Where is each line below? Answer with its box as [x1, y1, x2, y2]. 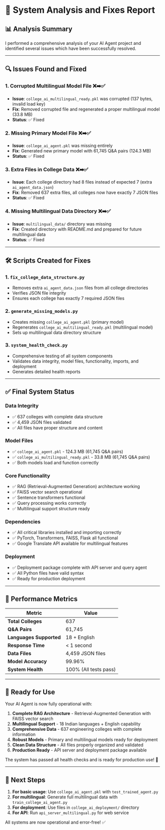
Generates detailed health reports [12, 369, 81, 375]
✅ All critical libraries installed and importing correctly [12, 529, 122, 535]
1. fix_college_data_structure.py [5, 273, 85, 280]
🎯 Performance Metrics [5, 595, 78, 604]
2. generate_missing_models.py [5, 308, 78, 315]
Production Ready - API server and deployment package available [12, 747, 147, 753]
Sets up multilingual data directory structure [12, 329, 102, 335]
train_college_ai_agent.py [12, 800, 68, 805]
